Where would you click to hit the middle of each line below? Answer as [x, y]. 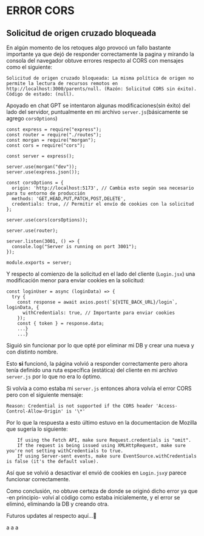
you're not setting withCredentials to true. [65, 451]
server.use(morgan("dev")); [42, 167]
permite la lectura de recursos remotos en [62, 83]
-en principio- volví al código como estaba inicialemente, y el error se [93, 497]
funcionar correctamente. [38, 479]
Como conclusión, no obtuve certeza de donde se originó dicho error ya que [102, 491]
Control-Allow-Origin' [35, 411]
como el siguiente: [29, 67]
